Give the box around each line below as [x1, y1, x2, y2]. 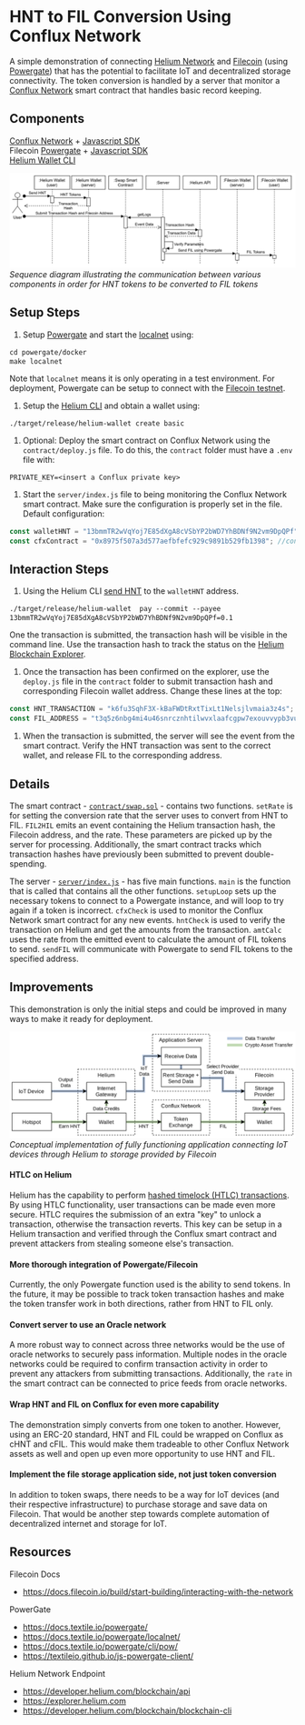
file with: [22, 454, 55, 465]
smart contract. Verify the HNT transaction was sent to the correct [22, 740, 271, 751]
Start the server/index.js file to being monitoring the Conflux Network [22, 488, 288, 499]
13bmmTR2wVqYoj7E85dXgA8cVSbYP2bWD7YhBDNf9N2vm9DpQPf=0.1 [9, 614, 233, 623]
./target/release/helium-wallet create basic [9, 418, 184, 428]
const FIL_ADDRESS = [9, 714, 88, 724]
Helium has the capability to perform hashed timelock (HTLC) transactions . [9, 1189, 290, 1201]
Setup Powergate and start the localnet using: [22, 329, 194, 340]
